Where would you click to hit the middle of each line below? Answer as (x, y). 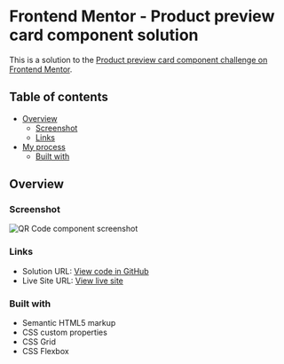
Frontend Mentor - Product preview (142, 16)
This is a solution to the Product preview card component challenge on (138, 59)
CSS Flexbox (45, 352)
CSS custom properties (65, 332)
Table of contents (59, 97)
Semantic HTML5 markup (69, 323)
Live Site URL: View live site (73, 281)
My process (44, 146)
